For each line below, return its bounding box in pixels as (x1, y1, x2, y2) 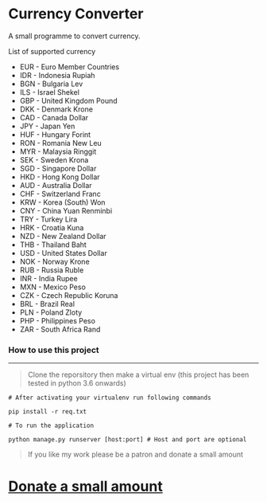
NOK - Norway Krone (19, 257, 90, 266)
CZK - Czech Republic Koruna (19, 290, 118, 300)
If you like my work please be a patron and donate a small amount (27, 449, 244, 459)
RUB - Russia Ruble (19, 265, 84, 275)
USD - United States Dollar (19, 248, 107, 257)
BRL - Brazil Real (19, 299, 75, 308)
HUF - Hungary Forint (19, 129, 91, 139)
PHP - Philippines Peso (19, 316, 95, 325)
